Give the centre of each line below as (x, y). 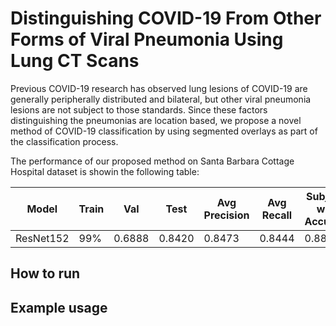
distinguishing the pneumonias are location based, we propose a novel (156, 120)
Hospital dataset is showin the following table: (105, 171)
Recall (277, 215)
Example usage (59, 307)
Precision (226, 215)
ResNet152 (42, 238)
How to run (45, 273)
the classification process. (64, 141)
